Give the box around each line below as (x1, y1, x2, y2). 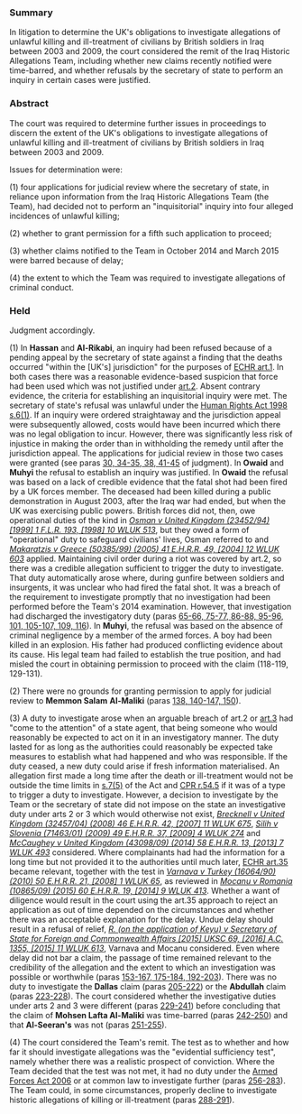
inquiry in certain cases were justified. (9, 75, 151, 86)
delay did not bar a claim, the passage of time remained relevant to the (9, 952, 272, 962)
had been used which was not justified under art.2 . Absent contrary (9, 381, 261, 391)
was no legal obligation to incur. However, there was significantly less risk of (9, 428, 293, 439)
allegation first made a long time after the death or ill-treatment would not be (9, 769, 294, 781)
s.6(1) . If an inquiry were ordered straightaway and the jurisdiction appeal (9, 409, 281, 420)
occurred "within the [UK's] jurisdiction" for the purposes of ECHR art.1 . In (9, 361, 284, 372)
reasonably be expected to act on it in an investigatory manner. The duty (9, 732, 279, 742)
